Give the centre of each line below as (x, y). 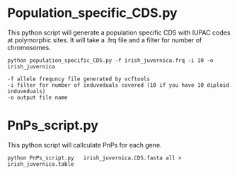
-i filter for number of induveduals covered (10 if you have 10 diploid (118, 85)
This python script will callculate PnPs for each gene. (85, 145)
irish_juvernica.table (41, 164)
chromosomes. (29, 47)
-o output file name (38, 97)
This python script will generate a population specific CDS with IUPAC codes (119, 32)
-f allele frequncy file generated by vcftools (79, 79)
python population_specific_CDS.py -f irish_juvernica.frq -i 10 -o (110, 60)
